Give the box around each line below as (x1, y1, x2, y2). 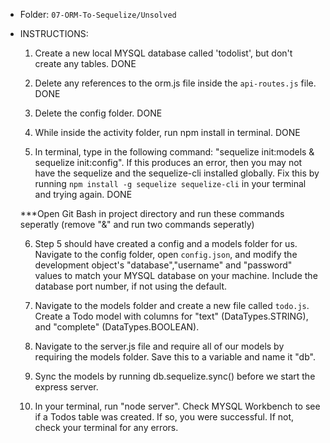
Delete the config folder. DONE (34, 107, 163, 119)
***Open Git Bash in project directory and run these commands (19, 208, 285, 219)
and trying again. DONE (34, 189, 133, 200)
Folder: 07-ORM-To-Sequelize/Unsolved (19, 9, 177, 20)
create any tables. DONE (34, 58, 137, 69)
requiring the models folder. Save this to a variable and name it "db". (34, 351, 316, 363)
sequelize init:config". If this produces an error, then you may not (34, 157, 303, 168)
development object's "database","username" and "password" (34, 259, 293, 271)
